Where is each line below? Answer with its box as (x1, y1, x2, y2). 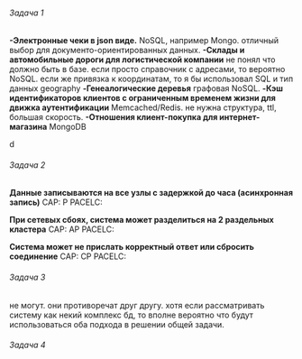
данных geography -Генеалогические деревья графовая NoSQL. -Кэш (9, 83, 284, 94)
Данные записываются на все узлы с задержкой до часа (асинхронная (9, 188, 294, 198)
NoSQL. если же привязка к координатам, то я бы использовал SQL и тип (9, 73, 294, 85)
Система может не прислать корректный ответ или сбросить (9, 242, 255, 253)
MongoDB (49, 122, 87, 133)
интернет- (219, 112, 261, 123)
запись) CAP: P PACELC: (9, 197, 103, 207)
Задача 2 (9, 159, 46, 170)
